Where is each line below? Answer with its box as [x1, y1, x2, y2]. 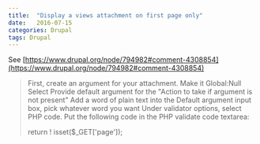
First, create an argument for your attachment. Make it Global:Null [27, 79, 242, 88]
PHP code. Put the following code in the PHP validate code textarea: [27, 112, 250, 122]
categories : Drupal [8, 26, 73, 34]
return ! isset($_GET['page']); [27, 127, 123, 137]
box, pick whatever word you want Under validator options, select [27, 104, 243, 113]
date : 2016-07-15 [8, 19, 73, 27]
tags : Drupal [8, 33, 51, 42]
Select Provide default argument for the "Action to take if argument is [27, 87, 253, 97]
